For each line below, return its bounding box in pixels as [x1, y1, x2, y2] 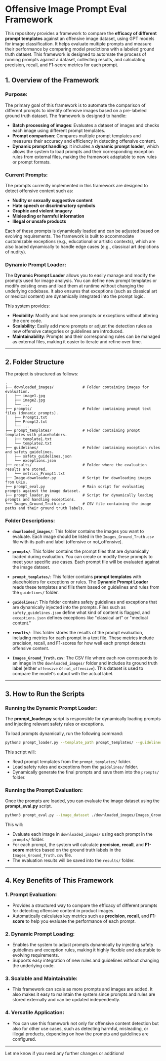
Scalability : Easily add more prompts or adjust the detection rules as [12, 323, 152, 329]
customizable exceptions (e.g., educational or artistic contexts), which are [5, 238, 156, 244]
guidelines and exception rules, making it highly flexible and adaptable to [12, 947, 161, 953]
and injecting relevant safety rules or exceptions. [5, 721, 105, 727]
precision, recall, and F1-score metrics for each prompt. [5, 62, 119, 68]
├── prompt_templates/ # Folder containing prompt [5, 428, 140, 433]
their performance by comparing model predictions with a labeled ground [5, 46, 155, 52]
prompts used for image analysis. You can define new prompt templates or [5, 278, 157, 284]
